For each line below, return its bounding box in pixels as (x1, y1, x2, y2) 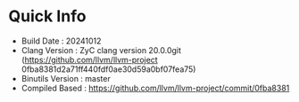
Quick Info (8, 6, 87, 27)
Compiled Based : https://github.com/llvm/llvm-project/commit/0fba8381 (21, 82, 290, 93)
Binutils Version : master (21, 73, 111, 83)
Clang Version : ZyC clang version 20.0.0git (21, 44, 182, 55)
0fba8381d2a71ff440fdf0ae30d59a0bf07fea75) (21, 64, 196, 75)
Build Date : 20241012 (21, 35, 102, 46)
